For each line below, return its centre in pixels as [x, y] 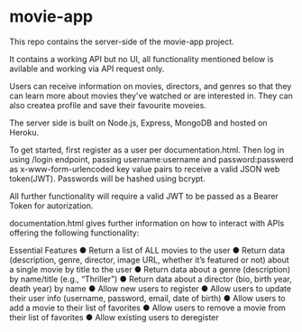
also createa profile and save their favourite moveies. [108, 105]
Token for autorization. [51, 206]
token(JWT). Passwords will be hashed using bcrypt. [107, 179]
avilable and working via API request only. [87, 69]
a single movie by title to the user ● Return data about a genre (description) [150, 269]
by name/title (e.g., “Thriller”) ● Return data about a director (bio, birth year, [151, 279]
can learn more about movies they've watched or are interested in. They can [151, 96]
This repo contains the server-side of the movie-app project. [122, 41]
